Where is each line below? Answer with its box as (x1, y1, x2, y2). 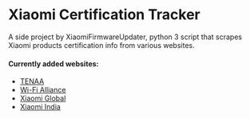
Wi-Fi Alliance (19, 85, 66, 95)
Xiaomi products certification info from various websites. (8, 40, 195, 50)
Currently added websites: (8, 58, 99, 69)
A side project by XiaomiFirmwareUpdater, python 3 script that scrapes (8, 32, 242, 42)
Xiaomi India (19, 102, 62, 112)
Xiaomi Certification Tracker (8, 6, 201, 24)
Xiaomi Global (19, 93, 66, 103)
